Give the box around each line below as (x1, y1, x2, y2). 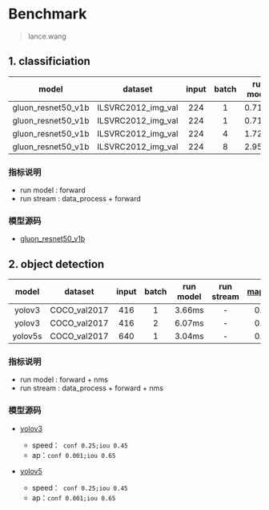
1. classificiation (8, 55, 90, 68)
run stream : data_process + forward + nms (19, 383, 164, 393)
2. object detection (8, 257, 105, 271)
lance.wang (27, 31, 66, 41)
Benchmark (8, 5, 87, 23)
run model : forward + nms (19, 374, 108, 385)
